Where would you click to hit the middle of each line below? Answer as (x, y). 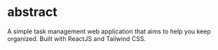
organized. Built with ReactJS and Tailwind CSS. (76, 38)
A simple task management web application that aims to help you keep (109, 31)
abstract (32, 12)
